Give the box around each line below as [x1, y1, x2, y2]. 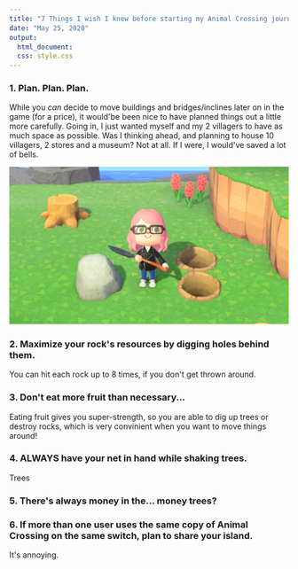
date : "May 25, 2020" [9, 23, 90, 33]
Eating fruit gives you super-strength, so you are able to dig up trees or [9, 411, 269, 422]
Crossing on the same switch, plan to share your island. [9, 529, 254, 542]
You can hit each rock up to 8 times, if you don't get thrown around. [9, 369, 256, 380]
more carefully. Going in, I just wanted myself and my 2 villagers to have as [9, 121, 284, 132]
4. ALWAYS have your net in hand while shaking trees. [9, 452, 247, 464]
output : [9, 33, 38, 42]
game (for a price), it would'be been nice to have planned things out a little [9, 112, 282, 122]
